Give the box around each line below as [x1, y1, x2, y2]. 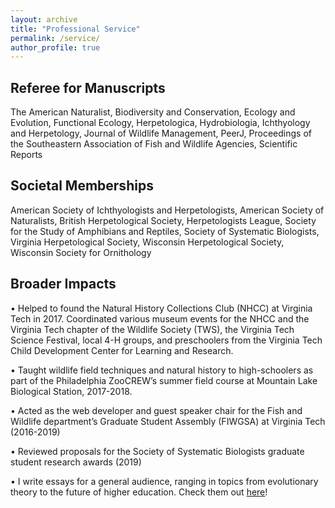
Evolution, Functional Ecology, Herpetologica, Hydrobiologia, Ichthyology [10, 117, 311, 129]
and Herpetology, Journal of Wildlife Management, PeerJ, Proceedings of [10, 127, 313, 140]
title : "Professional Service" [10, 24, 141, 34]
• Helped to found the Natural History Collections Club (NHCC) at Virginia [10, 302, 313, 314]
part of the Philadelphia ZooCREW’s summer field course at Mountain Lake [10, 374, 318, 386]
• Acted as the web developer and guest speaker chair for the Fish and [10, 404, 303, 416]
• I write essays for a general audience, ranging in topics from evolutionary [10, 475, 319, 487]
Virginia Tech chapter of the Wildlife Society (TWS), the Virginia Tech [10, 323, 295, 335]
